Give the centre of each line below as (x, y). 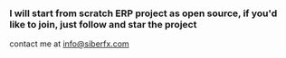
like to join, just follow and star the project (103, 24)
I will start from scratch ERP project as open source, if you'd (143, 13)
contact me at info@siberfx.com (69, 44)
